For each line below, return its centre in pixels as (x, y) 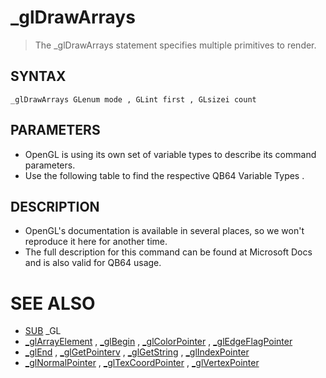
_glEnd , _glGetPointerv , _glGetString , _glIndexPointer (137, 352)
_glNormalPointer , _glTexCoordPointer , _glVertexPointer (142, 363)
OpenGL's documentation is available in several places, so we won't (164, 231)
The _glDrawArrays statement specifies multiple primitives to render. (175, 45)
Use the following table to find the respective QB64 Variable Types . (164, 175)
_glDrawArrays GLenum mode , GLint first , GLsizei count (133, 99)
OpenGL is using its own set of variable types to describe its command (170, 154)
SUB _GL (43, 331)
